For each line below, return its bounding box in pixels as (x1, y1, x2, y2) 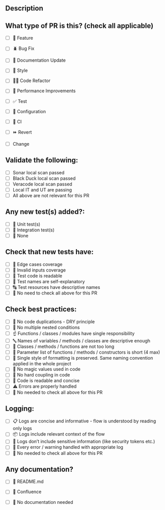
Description (5, 4, 43, 13)
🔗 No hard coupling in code (12, 372, 70, 378)
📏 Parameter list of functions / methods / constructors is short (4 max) (12, 349, 160, 356)
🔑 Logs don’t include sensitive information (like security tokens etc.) (12, 438, 155, 445)
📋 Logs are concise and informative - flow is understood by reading (12, 418, 156, 424)
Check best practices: (5, 305, 77, 314)
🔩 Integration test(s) (12, 227, 55, 233)
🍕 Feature (12, 35, 33, 41)
